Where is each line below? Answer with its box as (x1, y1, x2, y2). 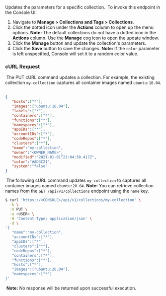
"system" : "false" (11, 164, 48, 169)
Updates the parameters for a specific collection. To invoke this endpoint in (5, 4, 161, 10)
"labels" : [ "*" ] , (11, 108, 46, 113)
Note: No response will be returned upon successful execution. (6, 285, 137, 291)
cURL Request (5, 63, 40, 70)
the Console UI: (5, 9, 37, 15)
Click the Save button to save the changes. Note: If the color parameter (12, 46, 160, 51)
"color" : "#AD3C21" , (11, 159, 52, 164)
